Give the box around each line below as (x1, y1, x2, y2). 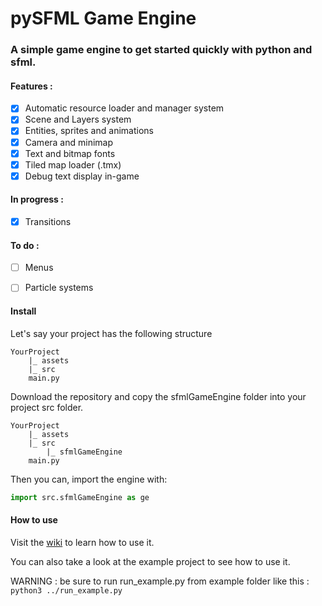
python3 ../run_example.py (10, 585, 123, 596)
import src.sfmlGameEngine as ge (10, 492, 150, 502)
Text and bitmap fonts (24, 147, 116, 159)
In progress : (10, 193, 64, 206)
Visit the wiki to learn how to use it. (10, 536, 155, 548)
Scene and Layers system (24, 113, 132, 126)
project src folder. (10, 401, 84, 413)
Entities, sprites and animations (24, 125, 154, 137)
